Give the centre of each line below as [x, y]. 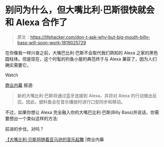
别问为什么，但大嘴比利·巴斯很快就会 [80, 10]
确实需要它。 [18, 65]
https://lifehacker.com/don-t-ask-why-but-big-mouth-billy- [90, 37]
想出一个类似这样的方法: [34, 118]
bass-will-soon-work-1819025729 [51, 42]
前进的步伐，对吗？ [25, 129]
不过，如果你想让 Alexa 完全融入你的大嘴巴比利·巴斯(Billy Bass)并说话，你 [80, 112]
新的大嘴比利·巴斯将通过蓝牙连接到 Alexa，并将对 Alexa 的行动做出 [85, 95]
